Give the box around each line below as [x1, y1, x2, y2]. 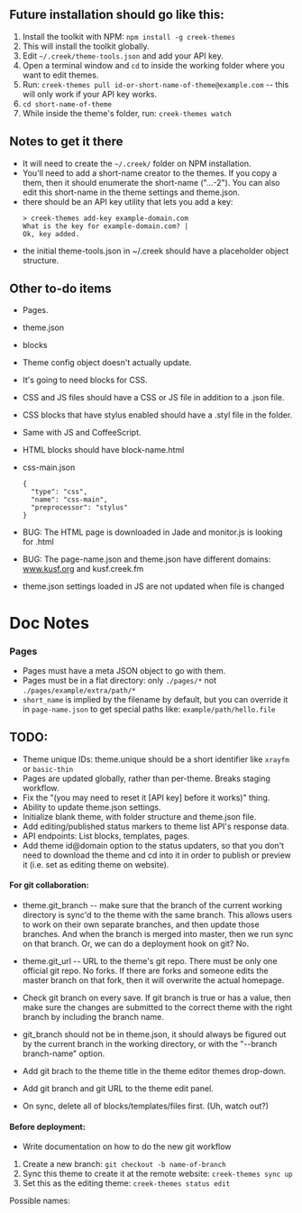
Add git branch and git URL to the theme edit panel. [22, 1082, 214, 1094]
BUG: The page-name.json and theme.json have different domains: [22, 554, 271, 565]
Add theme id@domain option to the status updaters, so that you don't [22, 840, 285, 850]
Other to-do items [9, 281, 112, 297]
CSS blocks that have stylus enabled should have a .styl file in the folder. [22, 409, 293, 420]
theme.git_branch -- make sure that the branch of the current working [22, 899, 282, 910]
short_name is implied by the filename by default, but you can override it [22, 694, 288, 704]
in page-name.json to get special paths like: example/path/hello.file [22, 703, 277, 714]
